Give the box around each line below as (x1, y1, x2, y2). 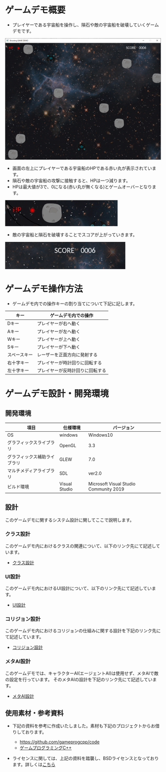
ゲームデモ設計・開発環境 (5, 388, 109, 399)
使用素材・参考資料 (5, 709, 64, 718)
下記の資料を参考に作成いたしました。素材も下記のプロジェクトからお (12, 723, 156, 729)
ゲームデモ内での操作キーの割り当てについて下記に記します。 (12, 300, 137, 307)
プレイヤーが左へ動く (37, 328, 81, 334)
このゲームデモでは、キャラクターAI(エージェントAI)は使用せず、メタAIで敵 (5, 670, 159, 676)
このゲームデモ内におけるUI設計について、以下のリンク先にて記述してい (5, 586, 152, 591)
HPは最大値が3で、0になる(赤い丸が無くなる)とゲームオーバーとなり (12, 183, 152, 189)
